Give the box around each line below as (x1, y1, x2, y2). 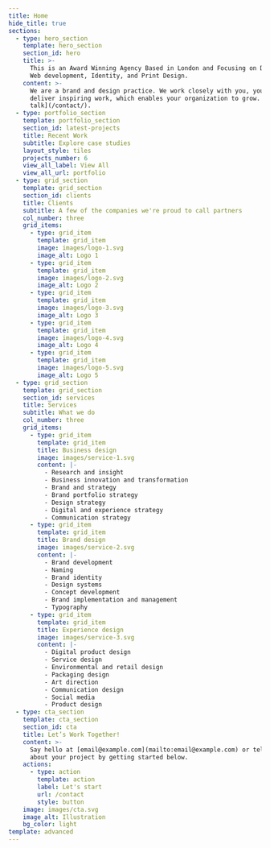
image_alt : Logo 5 (37, 371, 99, 379)
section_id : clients (22, 191, 92, 200)
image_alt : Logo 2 (37, 281, 99, 290)
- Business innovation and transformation (43, 476, 189, 484)
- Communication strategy (43, 513, 131, 522)
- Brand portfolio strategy (43, 490, 138, 499)
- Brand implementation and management (43, 596, 178, 604)
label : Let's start (37, 783, 103, 791)
